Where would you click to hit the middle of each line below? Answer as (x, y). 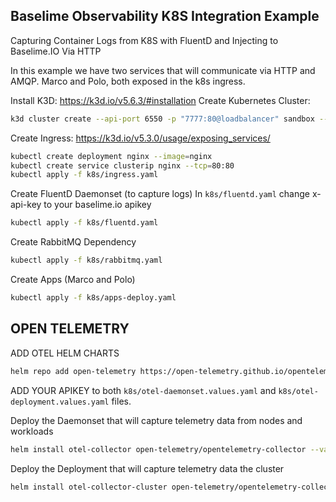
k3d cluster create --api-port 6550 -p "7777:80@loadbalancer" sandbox (162, 119)
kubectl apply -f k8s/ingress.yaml (84, 175)
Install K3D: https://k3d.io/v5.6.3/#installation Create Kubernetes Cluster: (160, 100)
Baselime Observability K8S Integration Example (165, 16)
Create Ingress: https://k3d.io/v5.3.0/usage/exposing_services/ (140, 138)
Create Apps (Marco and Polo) (73, 280)
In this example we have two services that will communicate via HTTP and (163, 70)
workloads (32, 431)
